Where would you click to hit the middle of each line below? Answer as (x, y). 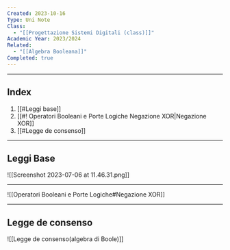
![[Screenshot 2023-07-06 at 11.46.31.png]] (68, 175)
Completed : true (30, 58)
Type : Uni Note (29, 20)
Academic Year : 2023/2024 (44, 39)
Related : (20, 45)
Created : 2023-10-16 (37, 13)
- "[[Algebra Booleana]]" (50, 52)
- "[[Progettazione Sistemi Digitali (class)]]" (84, 33)
